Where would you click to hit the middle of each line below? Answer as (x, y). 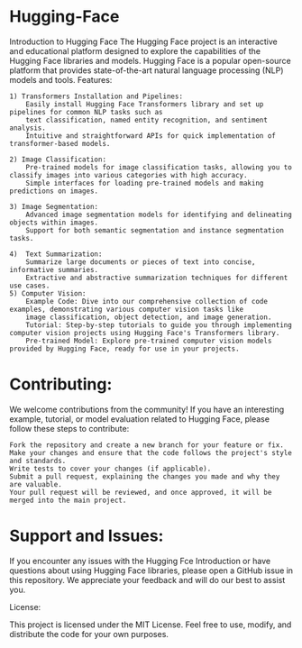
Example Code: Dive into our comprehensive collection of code (147, 301)
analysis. (28, 128)
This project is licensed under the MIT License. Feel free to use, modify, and (151, 625)
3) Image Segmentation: (54, 206)
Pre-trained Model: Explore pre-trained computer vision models (149, 341)
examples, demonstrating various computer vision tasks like (127, 309)
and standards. (38, 461)
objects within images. (54, 223)
